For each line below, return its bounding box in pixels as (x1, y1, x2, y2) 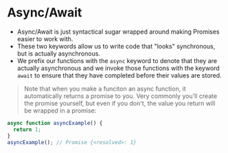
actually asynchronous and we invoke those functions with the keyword (16, 64, 220, 72)
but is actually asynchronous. (16, 49, 101, 58)
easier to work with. (16, 34, 73, 43)
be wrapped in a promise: (23, 106, 97, 115)
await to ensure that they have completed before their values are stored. (16, 71, 222, 80)
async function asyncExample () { (7, 119, 103, 126)
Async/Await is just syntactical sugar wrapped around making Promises (16, 27, 220, 36)
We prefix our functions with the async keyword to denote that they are (16, 56, 218, 64)
